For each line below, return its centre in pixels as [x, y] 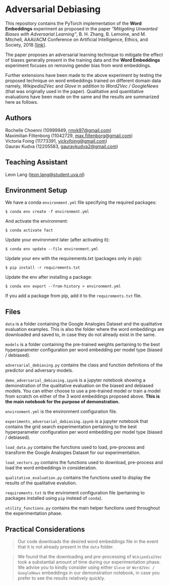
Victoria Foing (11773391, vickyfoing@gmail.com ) [56, 141]
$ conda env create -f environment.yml [47, 212]
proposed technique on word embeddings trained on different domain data [83, 80]
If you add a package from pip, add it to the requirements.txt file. [74, 296]
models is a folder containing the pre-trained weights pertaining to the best [83, 345]
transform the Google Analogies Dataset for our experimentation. [73, 453]
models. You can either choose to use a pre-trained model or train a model [83, 391]
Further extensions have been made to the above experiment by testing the [83, 75]
